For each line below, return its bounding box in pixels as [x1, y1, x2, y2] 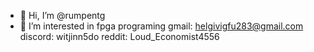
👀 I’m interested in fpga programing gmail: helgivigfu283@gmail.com [19, 20, 304, 32]
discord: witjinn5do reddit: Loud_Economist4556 [19, 31, 220, 42]
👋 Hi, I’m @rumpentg [19, 10, 106, 21]
